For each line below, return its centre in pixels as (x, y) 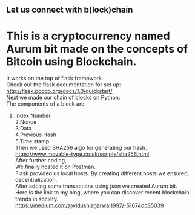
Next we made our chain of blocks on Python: (63, 98)
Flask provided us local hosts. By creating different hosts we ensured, (102, 173)
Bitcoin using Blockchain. (71, 61)
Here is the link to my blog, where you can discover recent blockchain (102, 193)
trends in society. (37, 199)
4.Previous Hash (35, 135)
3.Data (23, 129)
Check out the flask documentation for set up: (64, 85)
